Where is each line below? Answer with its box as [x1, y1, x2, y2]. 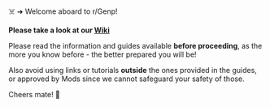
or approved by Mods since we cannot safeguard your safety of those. [8, 74, 246, 83]
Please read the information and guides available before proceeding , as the [8, 41, 263, 50]
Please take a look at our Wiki [8, 25, 110, 35]
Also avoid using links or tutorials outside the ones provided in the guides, [8, 66, 258, 75]
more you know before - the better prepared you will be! [8, 49, 197, 59]
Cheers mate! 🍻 [8, 90, 61, 99]
